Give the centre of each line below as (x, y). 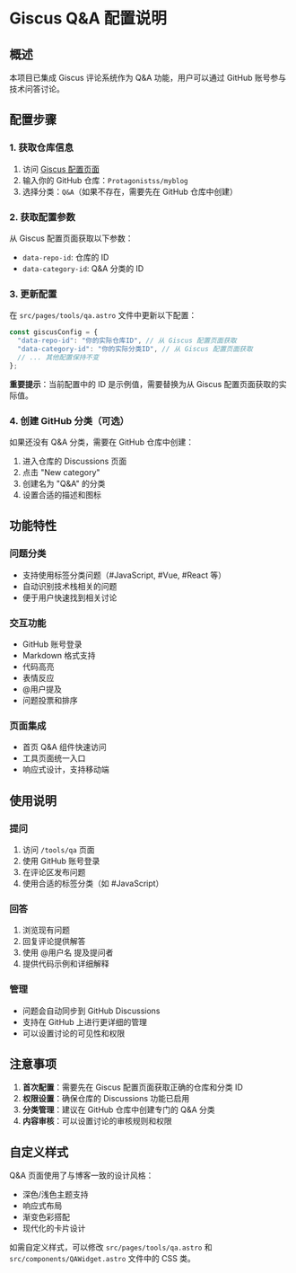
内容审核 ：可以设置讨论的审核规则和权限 (97, 1121)
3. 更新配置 (33, 294)
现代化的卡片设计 (54, 1228)
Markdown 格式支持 (59, 655)
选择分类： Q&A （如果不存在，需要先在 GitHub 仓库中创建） (130, 191)
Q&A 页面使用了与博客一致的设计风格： (82, 1176)
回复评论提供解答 (54, 941)
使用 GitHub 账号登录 (61, 861)
